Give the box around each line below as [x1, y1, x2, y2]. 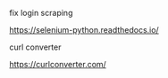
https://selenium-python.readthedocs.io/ [9, 25, 159, 35]
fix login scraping [9, 8, 73, 18]
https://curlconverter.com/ [9, 59, 107, 69]
